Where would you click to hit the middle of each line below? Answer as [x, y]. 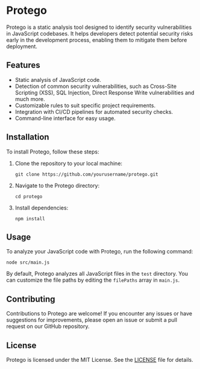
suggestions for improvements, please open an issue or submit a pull [92, 320]
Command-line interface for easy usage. [65, 118]
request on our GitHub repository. [48, 326]
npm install [30, 219]
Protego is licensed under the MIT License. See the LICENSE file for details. [100, 360]
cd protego [29, 196]
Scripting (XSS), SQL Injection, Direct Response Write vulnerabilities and [105, 92]
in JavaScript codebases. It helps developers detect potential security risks [100, 33]
